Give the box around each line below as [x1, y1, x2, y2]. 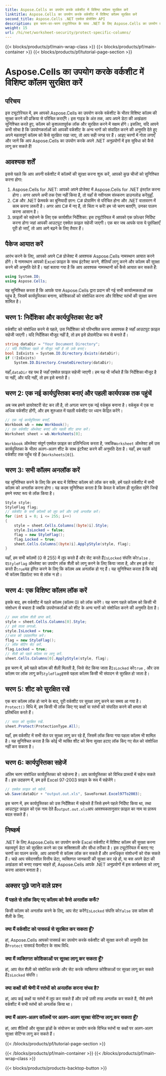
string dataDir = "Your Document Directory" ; [5, 342, 100, 347]
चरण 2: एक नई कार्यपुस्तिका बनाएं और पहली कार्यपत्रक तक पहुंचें [5, 389, 152, 397]
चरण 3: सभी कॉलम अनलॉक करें [5, 466, 80, 474]
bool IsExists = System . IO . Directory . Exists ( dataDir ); [5, 351, 120, 356]
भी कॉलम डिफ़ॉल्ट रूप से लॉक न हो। [5, 572, 63, 577]
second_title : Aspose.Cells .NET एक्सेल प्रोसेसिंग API [5, 16, 105, 21]
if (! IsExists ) [5, 355, 36, 360]
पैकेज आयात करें [5, 240, 43, 248]
